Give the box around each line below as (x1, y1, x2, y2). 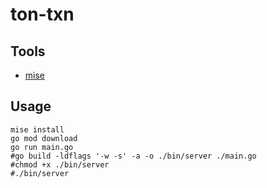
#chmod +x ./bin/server (10, 159, 110, 170)
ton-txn (10, 3, 75, 26)
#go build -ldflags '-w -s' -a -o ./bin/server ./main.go (10, 151, 257, 161)
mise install (10, 124, 65, 135)
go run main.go (10, 142, 74, 152)
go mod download (10, 133, 78, 143)
